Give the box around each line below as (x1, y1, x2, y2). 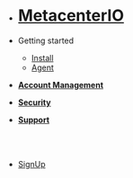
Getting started (17, 35, 75, 46)
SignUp (17, 158, 47, 169)
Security (17, 96, 51, 108)
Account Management (17, 79, 104, 90)
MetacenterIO (17, 5, 124, 26)
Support (17, 114, 50, 125)
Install (31, 52, 54, 63)
